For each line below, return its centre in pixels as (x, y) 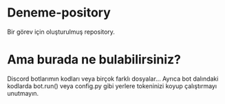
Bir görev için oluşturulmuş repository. (61, 32)
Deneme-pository (59, 13)
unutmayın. (23, 93)
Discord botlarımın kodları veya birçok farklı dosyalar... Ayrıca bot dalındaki (113, 79)
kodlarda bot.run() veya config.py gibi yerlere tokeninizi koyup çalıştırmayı (112, 86)
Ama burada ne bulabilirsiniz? (94, 60)
